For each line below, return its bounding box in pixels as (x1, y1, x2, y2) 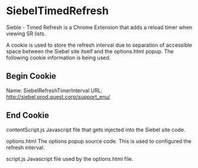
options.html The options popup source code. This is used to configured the (6, 137, 192, 144)
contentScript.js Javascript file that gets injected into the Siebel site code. (6, 126, 186, 133)
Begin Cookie (6, 71, 57, 81)
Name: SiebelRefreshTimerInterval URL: (6, 87, 103, 94)
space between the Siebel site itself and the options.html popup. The (6, 47, 174, 54)
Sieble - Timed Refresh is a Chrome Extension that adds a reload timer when (6, 24, 193, 31)
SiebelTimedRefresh (6, 4, 109, 18)
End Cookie (6, 111, 49, 121)
